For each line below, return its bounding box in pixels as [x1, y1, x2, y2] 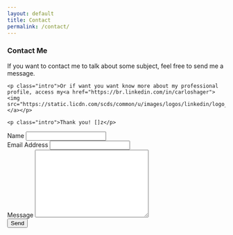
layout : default [7, 10, 54, 17]
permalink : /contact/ [7, 23, 70, 30]
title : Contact [7, 17, 51, 24]
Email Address [7, 140, 49, 149]
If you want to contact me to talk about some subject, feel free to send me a [7, 62, 224, 70]
